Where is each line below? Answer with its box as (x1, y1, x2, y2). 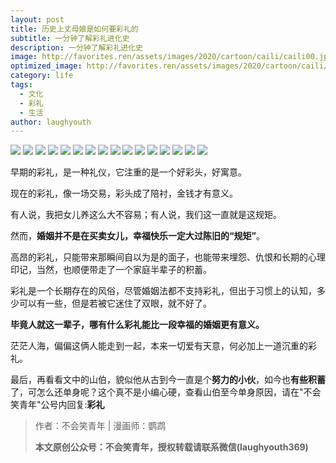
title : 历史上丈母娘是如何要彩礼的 (10, 24, 139, 34)
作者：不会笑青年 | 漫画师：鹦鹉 (34, 420, 167, 432)
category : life (10, 71, 74, 81)
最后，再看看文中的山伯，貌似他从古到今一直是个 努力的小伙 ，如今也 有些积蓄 (10, 374, 326, 386)
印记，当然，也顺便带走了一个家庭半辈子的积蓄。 (10, 264, 212, 276)
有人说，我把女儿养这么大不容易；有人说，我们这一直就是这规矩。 (10, 209, 282, 221)
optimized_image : (10, 61, 83, 71)
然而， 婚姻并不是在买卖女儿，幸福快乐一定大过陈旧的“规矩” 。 (10, 230, 266, 242)
